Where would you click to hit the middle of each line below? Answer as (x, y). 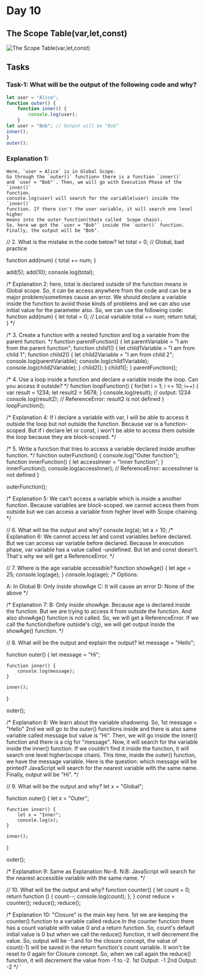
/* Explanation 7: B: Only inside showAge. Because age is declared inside (99, 604)
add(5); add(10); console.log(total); (50, 272)
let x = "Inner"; (39, 815)
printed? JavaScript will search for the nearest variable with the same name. (102, 768)
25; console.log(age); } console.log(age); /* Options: (73, 574)
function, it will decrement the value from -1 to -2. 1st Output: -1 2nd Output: (102, 960)
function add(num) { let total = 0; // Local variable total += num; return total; (102, 316)
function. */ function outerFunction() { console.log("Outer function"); (93, 455)
